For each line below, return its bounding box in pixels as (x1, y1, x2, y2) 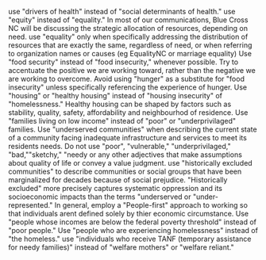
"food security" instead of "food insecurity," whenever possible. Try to (8, 57, 239, 67)
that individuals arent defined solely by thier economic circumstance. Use (8, 209, 249, 218)
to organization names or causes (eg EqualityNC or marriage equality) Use (8, 49, 253, 58)
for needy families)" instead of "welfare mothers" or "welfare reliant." (8, 243, 234, 252)
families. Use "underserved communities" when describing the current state (8, 124, 257, 134)
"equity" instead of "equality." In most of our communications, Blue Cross (8, 15, 249, 25)
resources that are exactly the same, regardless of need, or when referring (8, 40, 253, 50)
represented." (8, 201, 53, 209)
